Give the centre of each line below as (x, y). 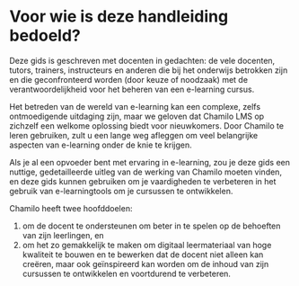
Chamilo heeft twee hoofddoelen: (71, 208)
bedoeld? (45, 36)
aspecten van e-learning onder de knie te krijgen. (101, 145)
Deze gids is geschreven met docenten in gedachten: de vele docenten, (142, 60)
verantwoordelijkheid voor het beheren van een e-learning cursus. (132, 89)
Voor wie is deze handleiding (119, 17)
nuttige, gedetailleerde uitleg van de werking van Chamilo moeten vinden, (146, 172)
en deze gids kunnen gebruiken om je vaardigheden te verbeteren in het (143, 181)
